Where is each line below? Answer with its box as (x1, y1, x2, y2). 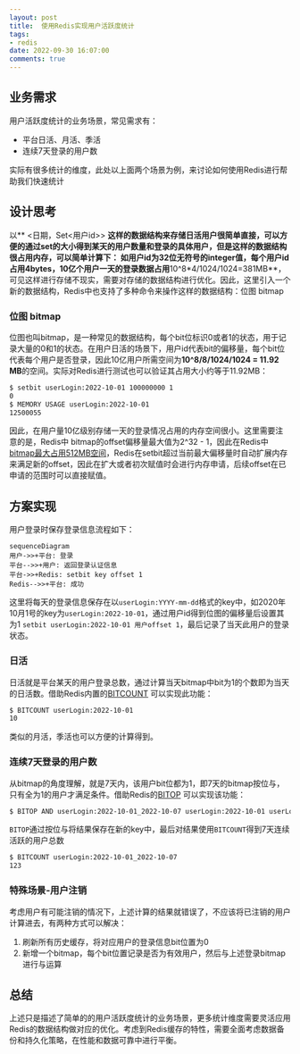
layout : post (9, 13, 58, 22)
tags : (9, 29, 29, 38)
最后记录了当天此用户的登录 (187, 619, 290, 630)
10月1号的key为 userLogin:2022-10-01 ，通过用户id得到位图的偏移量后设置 (9, 608, 277, 619)
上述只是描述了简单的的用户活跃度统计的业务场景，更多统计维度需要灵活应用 (9, 1013, 291, 1024)
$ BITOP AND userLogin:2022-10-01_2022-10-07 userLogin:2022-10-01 (9, 807, 266, 816)
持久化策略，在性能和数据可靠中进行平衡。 (24, 1035, 181, 1046)
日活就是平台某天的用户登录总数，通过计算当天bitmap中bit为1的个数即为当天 (9, 676, 290, 688)
